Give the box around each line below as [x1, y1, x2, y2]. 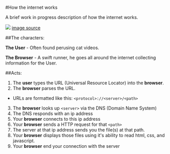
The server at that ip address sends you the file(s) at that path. [12, 127, 145, 133]
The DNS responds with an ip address [12, 111, 93, 117]
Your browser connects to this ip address [12, 116, 101, 122]
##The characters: [5, 35, 45, 40]
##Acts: [5, 70, 22, 76]
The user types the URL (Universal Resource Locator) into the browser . [12, 80, 164, 86]
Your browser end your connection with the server [12, 143, 120, 149]
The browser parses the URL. [12, 85, 76, 91]
